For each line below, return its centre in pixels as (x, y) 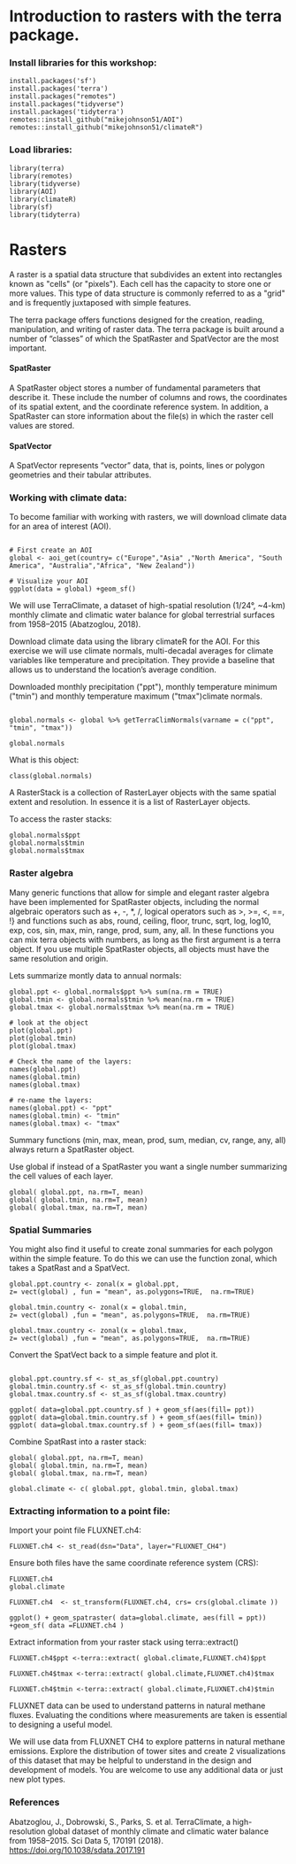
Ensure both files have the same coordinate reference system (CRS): (134, 1563)
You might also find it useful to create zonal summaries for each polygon (141, 1249)
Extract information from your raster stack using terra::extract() (124, 1642)
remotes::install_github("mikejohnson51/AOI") (96, 120)
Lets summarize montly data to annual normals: (95, 975)
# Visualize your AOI (49, 582)
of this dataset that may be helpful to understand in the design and (130, 1760)
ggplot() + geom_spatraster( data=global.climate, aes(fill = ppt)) (138, 1618)
